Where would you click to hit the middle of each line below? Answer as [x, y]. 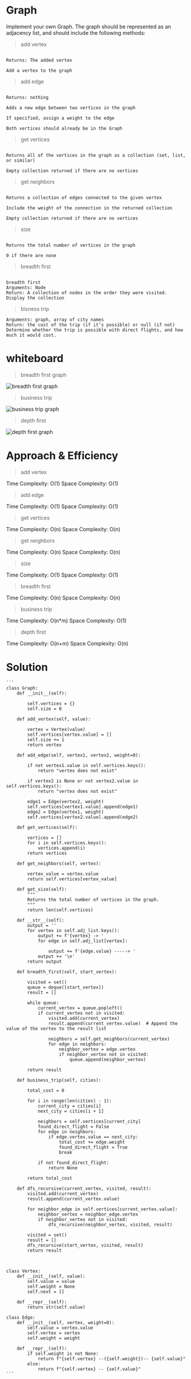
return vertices [47, 853]
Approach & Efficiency [62, 456]
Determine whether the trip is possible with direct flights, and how [95, 330]
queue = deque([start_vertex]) [66, 987]
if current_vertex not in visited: [81, 1013]
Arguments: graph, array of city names [55, 320]
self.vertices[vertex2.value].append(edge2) [83, 817]
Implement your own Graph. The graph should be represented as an [89, 27]
